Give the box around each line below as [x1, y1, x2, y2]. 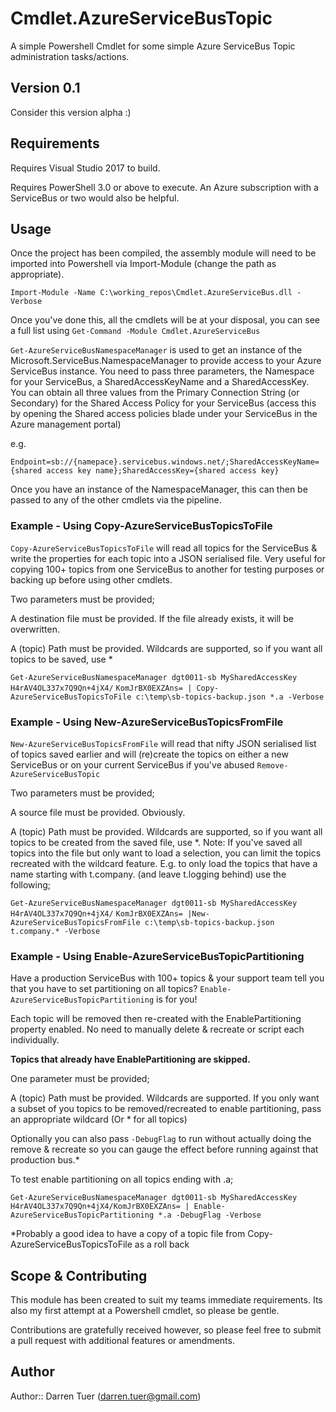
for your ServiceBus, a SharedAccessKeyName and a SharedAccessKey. [10, 376, 310, 388]
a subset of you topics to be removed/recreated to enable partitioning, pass [10, 1103, 322, 1115]
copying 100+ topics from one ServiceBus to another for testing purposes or [10, 563, 325, 575]
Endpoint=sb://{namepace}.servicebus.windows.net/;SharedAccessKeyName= [10, 457, 320, 467]
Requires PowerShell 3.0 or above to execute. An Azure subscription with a [10, 181, 319, 193]
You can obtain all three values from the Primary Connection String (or [10, 387, 300, 399]
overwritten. [10, 623, 61, 635]
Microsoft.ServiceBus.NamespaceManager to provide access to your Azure [10, 355, 322, 367]
